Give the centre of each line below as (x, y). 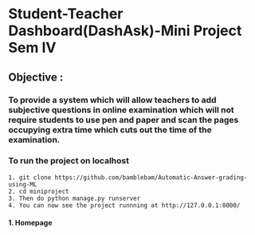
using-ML (23, 184)
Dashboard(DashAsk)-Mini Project (125, 31)
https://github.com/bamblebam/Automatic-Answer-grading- (151, 177)
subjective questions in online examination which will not (121, 110)
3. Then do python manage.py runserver (75, 198)
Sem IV (32, 48)
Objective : (36, 77)
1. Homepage (31, 223)
